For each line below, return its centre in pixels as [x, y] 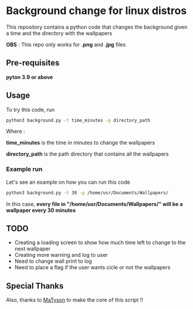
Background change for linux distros [96, 11]
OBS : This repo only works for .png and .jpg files [66, 44]
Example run [24, 169]
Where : [15, 131]
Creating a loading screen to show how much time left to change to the [100, 243]
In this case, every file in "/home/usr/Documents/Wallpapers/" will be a [94, 204]
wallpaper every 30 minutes [41, 210]
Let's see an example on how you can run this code [68, 182]
